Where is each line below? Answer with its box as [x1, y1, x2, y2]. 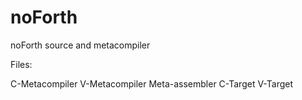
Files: [10, 58, 33, 70]
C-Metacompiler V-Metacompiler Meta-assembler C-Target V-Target [10, 77, 294, 90]
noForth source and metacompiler [10, 39, 151, 51]
